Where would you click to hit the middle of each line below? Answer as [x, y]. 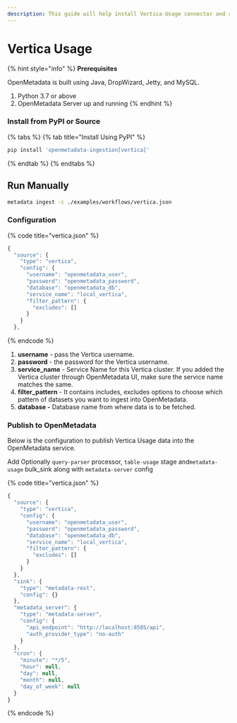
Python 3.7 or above [47, 95]
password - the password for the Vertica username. [93, 362]
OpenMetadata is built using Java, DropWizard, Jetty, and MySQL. [103, 82]
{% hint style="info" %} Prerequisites [62, 69]
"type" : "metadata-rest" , [58, 588]
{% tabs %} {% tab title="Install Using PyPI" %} [77, 137]
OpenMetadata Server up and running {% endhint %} [95, 103]
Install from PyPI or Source [54, 122]
